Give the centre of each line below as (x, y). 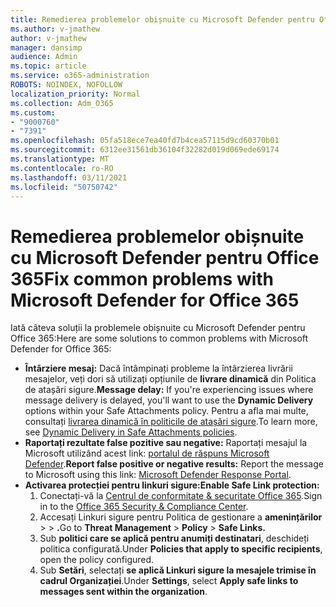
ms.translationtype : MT (60, 159)
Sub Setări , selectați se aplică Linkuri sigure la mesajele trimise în (178, 570)
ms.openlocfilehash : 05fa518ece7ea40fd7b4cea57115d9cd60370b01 (145, 141)
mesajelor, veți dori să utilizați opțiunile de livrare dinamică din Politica (170, 379)
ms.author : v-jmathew (55, 29)
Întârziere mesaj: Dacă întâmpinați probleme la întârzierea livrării (158, 368)
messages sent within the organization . (123, 592)
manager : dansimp (46, 47)
